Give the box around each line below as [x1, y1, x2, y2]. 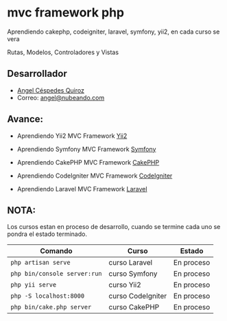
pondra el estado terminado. [7, 230, 88, 238]
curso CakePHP [108, 302, 160, 312]
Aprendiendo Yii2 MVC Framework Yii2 [16, 132, 128, 140]
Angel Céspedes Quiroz [16, 86, 84, 94]
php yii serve [10, 281, 57, 289]
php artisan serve [10, 259, 71, 267]
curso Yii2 [108, 280, 142, 289]
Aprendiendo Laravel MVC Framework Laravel [16, 185, 147, 193]
